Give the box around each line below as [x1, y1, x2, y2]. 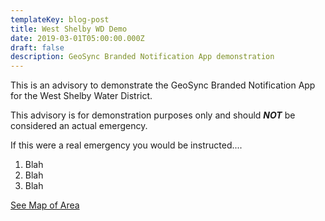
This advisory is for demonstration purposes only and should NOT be [10, 109, 296, 121]
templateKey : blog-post [10, 14, 110, 25]
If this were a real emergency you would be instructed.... [10, 139, 243, 151]
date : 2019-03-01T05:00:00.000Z [10, 33, 145, 43]
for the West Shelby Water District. [10, 90, 153, 102]
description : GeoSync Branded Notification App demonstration [10, 52, 275, 62]
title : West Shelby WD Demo [10, 24, 128, 34]
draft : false [10, 42, 65, 53]
